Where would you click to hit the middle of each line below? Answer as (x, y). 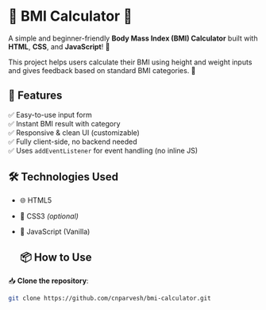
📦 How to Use (56, 257)
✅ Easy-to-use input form (50, 114)
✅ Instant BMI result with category (64, 123)
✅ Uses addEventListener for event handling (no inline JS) (103, 150)
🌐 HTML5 (36, 200)
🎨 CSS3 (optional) (49, 216)
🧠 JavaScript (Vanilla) (55, 231)
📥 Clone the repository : (48, 281)
